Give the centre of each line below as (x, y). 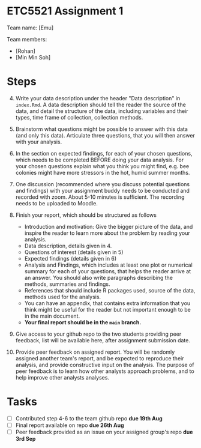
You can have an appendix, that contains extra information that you (107, 303)
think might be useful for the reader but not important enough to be (107, 309)
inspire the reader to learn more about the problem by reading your (107, 233)
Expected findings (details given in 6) (70, 258)
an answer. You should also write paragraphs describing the (99, 277)
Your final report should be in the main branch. (83, 322)
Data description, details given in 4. (68, 246)
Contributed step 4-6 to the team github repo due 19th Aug (89, 418)
